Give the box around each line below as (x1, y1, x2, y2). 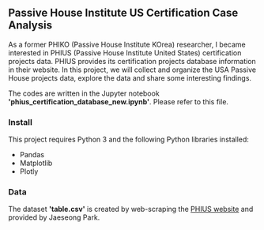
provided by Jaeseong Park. (8, 213, 100, 222)
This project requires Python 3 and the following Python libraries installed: (8, 134, 249, 145)
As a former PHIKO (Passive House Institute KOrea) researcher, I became (8, 40, 247, 49)
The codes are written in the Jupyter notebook (8, 89, 160, 98)
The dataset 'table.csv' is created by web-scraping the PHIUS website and (8, 205, 254, 214)
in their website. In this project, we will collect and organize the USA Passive (8, 65, 257, 74)
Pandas (19, 150, 45, 160)
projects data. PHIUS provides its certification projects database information (8, 56, 257, 66)
